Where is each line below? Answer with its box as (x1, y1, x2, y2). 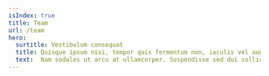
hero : (8, 33, 26, 42)
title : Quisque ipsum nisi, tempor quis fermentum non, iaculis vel (15, 48, 249, 56)
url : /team (8, 26, 45, 34)
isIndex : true (8, 11, 56, 20)
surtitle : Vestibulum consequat (15, 41, 124, 49)
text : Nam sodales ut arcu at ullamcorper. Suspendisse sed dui (15, 56, 239, 64)
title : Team (8, 19, 48, 27)
